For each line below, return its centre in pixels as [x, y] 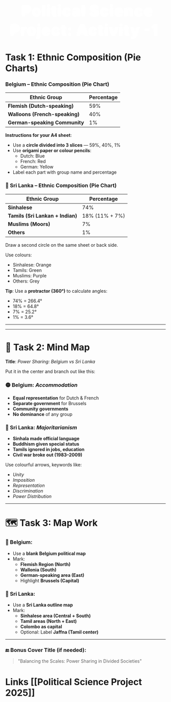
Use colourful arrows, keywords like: [44, 465]
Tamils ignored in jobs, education [49, 450]
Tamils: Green [27, 270]
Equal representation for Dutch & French [56, 398]
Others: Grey [26, 281]
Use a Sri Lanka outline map [43, 605]
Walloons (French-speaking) [44, 114]
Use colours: [19, 255]
